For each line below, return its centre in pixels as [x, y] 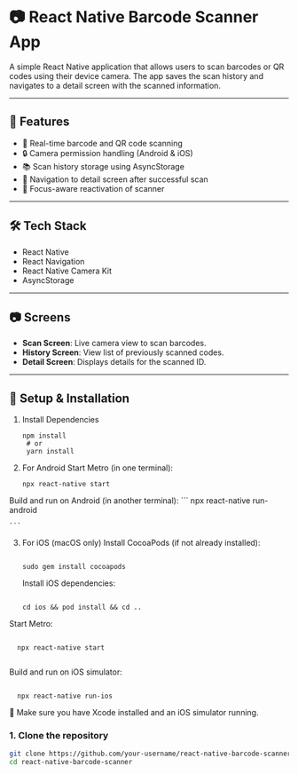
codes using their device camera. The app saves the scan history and [137, 75]
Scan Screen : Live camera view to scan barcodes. [114, 344]
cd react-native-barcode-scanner [71, 762]
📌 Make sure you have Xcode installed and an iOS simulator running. [134, 713]
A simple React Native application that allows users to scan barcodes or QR [147, 67]
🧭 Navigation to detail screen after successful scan [115, 179]
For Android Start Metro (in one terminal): [98, 468]
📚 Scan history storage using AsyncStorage [103, 166]
